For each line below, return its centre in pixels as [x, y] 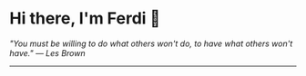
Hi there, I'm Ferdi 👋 [85, 19]
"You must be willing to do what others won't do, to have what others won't [151, 43]
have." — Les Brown [47, 52]
